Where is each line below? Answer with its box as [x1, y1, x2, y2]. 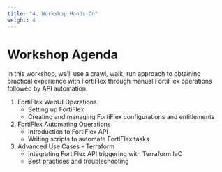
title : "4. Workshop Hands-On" [7, 10, 98, 17]
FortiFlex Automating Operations [17, 120, 111, 129]
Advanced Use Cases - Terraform [17, 142, 115, 150]
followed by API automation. [7, 84, 89, 93]
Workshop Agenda [7, 47, 119, 63]
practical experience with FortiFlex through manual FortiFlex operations [7, 77, 213, 86]
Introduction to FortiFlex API [27, 127, 108, 136]
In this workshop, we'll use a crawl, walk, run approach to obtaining [7, 70, 201, 78]
